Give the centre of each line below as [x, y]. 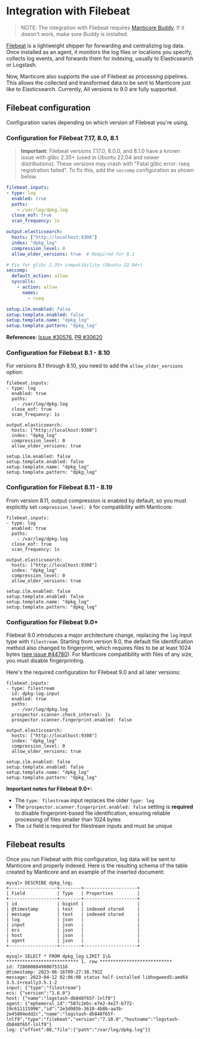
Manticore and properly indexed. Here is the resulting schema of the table [97, 865]
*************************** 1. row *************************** [89, 961]
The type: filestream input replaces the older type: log [84, 800]
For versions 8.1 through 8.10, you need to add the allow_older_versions [95, 366]
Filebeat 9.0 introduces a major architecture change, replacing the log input [99, 635]
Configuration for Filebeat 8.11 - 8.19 [59, 487]
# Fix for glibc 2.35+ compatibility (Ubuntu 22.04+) [75, 265]
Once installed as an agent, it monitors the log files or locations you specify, [99, 52]
